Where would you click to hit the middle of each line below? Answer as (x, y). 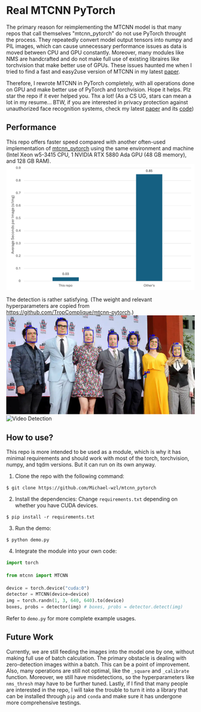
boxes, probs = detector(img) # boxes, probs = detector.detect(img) (95, 607)
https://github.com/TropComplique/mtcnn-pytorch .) (70, 312)
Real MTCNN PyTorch (61, 10)
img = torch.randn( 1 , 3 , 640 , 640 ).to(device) (65, 601)
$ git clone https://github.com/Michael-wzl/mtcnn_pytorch (81, 488)
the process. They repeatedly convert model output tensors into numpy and (100, 40)
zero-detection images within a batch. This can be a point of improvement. (98, 664)
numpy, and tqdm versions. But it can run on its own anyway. (81, 465)
